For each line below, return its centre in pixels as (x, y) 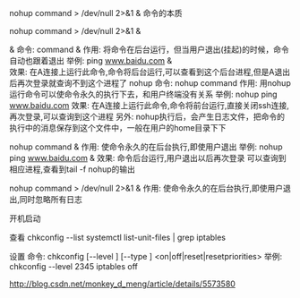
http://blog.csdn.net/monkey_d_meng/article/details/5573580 (122, 284)
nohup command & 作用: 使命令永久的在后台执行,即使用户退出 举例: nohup (146, 147)
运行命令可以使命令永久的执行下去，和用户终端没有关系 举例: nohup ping (143, 94)
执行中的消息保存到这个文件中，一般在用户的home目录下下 (118, 128)
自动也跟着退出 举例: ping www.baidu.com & (91, 60)
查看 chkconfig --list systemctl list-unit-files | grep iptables (118, 237)
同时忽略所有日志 (51, 199)
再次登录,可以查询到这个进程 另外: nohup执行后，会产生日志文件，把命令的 (147, 116)
